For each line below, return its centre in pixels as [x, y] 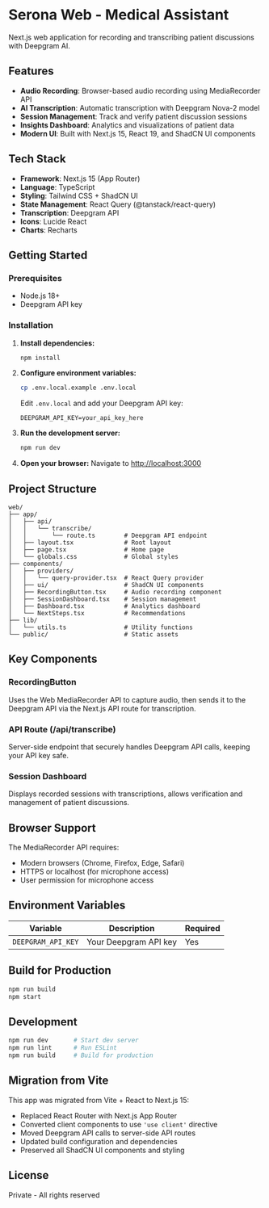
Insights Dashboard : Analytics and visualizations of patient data [127, 125]
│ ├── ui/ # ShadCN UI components [106, 585]
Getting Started [48, 255]
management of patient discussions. [69, 803]
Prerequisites [35, 278]
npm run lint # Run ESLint [63, 1048]
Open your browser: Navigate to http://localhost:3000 [111, 463]
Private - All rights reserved [54, 1195]
